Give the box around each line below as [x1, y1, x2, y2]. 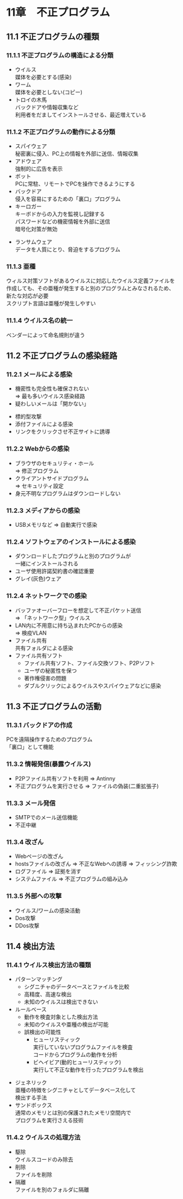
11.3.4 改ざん [6, 838, 44, 846]
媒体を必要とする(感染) [14, 73, 72, 80]
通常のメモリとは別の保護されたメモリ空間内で [14, 1109, 131, 1116]
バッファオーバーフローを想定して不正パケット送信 [14, 606, 141, 614]
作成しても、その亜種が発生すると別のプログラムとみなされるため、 [6, 285, 175, 292]
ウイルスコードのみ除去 [14, 1156, 73, 1163]
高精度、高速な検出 [23, 991, 72, 998]
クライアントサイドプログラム [14, 474, 89, 482]
